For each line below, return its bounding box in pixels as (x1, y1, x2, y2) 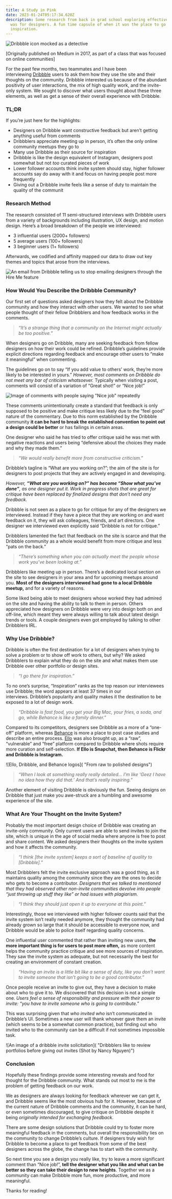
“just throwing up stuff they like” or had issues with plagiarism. (6, 891, 138, 897)
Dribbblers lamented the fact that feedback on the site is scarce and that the (6, 533, 166, 539)
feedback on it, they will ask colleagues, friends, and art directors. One (6, 518, 155, 524)
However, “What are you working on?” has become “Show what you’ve (6, 480, 161, 486)
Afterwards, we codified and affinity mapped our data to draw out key (6, 253, 153, 259)
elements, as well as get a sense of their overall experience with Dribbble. (6, 93, 161, 99)
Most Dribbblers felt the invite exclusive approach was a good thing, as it (6, 869, 159, 875)
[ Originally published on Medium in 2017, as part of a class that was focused (6, 51, 166, 57)
